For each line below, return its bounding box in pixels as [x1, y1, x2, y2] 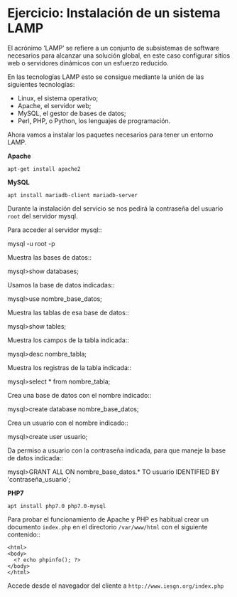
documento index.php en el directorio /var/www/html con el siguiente [7, 522, 208, 531]
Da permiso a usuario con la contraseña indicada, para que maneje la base [7, 446, 226, 455]
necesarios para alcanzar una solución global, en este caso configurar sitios [7, 51, 231, 60]
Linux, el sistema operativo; [17, 94, 99, 102]
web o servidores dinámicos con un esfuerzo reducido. [7, 58, 169, 67]
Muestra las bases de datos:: [7, 253, 92, 261]
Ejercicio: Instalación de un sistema [7, 5, 221, 21]
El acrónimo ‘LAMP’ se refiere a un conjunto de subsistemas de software [7, 43, 220, 52]
